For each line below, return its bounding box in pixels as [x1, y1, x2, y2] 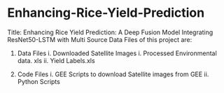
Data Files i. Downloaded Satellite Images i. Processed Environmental [17, 49, 217, 57]
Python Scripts [17, 77, 61, 85]
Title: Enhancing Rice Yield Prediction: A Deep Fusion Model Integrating [7, 28, 213, 36]
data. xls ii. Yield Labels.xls [17, 56, 96, 64]
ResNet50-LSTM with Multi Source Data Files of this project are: [7, 35, 192, 43]
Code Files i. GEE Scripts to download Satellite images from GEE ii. [17, 70, 209, 78]
